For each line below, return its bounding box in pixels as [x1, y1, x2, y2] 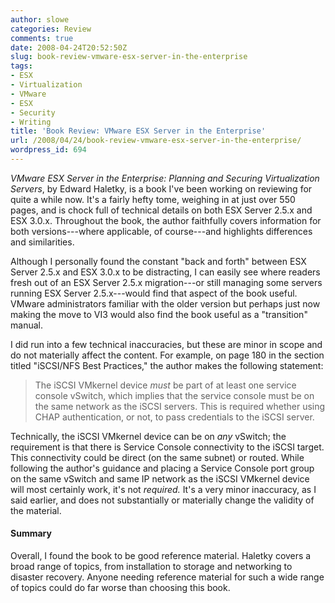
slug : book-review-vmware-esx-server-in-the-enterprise [10, 52, 248, 62]
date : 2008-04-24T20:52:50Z [10, 42, 128, 53]
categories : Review [10, 24, 92, 34]
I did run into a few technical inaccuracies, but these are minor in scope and [10, 338, 323, 350]
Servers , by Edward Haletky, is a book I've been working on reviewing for [10, 182, 313, 195]
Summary [10, 527, 52, 540]
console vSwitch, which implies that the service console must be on [34, 389, 315, 401]
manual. [10, 319, 43, 331]
